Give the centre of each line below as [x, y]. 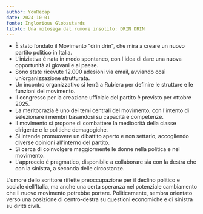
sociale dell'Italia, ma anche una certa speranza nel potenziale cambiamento [102, 187]
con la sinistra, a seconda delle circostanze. [70, 169]
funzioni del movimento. [45, 91]
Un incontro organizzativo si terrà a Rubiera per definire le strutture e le [104, 85]
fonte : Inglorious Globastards [46, 23]
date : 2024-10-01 [28, 18]
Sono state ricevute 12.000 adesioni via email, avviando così [90, 72]
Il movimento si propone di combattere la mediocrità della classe [96, 123]
